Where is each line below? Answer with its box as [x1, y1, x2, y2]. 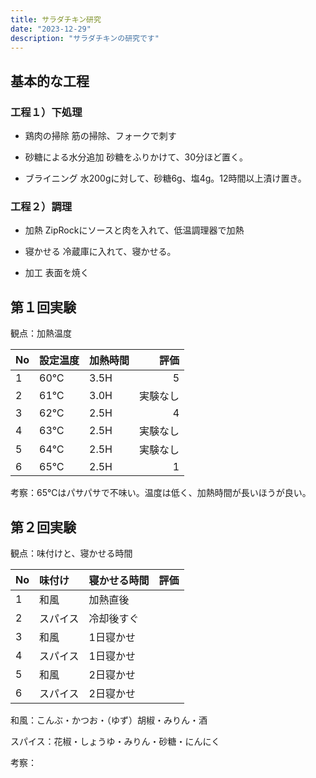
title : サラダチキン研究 [10, 14, 102, 25]
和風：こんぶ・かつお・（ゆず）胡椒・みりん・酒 [10, 714, 208, 726]
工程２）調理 [10, 199, 73, 213]
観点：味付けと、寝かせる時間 [10, 547, 133, 559]
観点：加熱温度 [10, 327, 72, 340]
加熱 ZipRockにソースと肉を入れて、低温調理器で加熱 [24, 224, 245, 236]
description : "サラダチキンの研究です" [10, 33, 160, 43]
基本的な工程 [10, 72, 90, 90]
